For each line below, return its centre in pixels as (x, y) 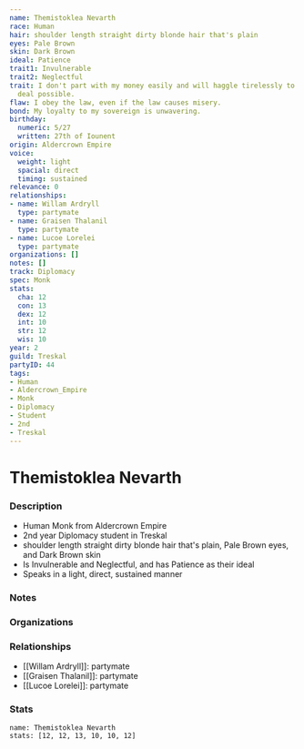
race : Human (32, 26)
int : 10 (32, 323)
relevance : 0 (34, 187)
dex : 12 (32, 314)
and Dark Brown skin (62, 554)
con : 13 (32, 306)
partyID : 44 (32, 365)
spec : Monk (30, 280)
